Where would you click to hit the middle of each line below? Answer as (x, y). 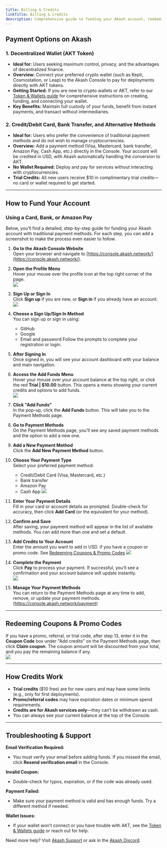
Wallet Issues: (21, 816)
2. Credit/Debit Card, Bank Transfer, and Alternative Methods (81, 124)
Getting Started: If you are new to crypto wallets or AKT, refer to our (83, 91)
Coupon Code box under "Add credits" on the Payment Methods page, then (83, 641)
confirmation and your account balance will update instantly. (75, 573)
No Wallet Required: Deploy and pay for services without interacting (83, 167)
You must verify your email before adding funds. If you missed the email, (87, 757)
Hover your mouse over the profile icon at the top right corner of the (83, 274)
